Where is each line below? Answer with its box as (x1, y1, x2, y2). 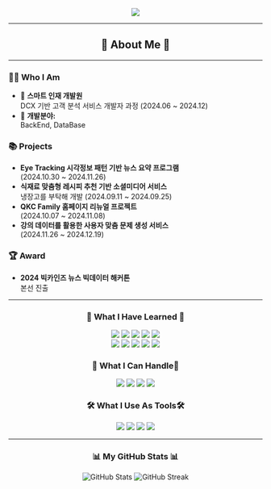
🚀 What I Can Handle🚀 (91, 360, 180, 371)
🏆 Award (8, 250, 46, 261)
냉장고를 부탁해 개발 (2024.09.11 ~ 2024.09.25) (19, 192, 173, 202)
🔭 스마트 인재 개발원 (19, 91, 83, 101)
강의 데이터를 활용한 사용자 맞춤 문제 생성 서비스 (19, 220, 169, 230)
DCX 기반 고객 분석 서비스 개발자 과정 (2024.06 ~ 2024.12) (19, 101, 208, 111)
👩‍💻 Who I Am (8, 71, 60, 82)
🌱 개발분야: (19, 111, 56, 121)
